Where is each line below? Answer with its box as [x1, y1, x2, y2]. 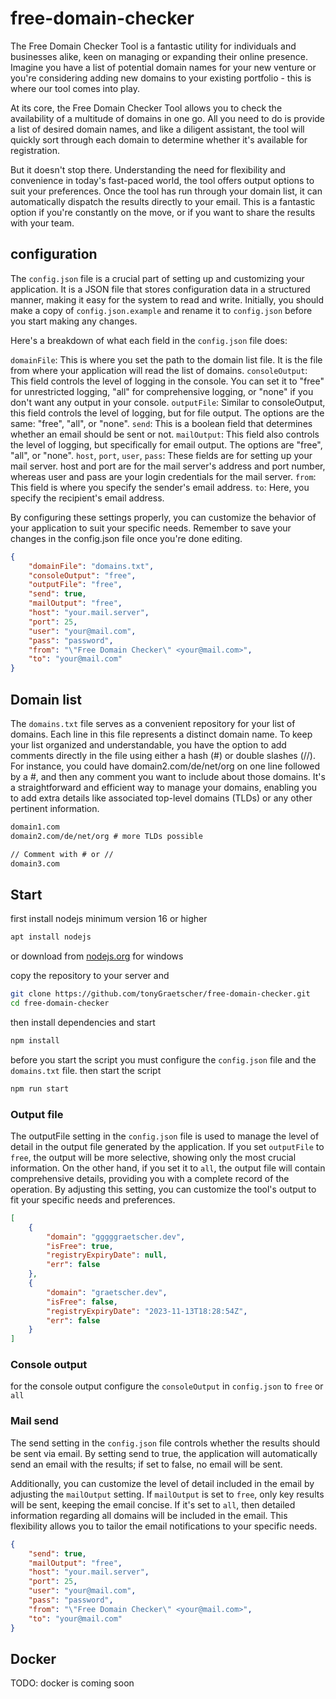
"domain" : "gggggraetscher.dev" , [46, 1232, 186, 1242]
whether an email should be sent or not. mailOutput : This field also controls [10, 428, 320, 440]
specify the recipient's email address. [10, 492, 165, 504]
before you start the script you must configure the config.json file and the [10, 1053, 317, 1066]
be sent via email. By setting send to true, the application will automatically [10, 1447, 318, 1459]
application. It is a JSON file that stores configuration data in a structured [10, 283, 311, 295]
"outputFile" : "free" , [28, 580, 123, 590]
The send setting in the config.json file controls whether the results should [10, 1437, 320, 1449]
